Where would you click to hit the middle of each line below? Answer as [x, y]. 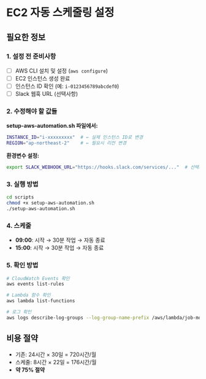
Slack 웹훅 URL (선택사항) [47, 94]
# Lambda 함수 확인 [29, 295]
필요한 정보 [26, 37]
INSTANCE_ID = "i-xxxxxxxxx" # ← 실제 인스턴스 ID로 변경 [75, 138]
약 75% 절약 [30, 370]
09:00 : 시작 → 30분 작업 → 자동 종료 [60, 240]
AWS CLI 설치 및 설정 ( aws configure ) [62, 71]
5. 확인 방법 [22, 265]
